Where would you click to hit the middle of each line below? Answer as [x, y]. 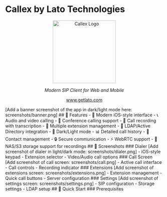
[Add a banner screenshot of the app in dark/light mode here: [69, 109]
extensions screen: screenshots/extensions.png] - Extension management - [83, 173]
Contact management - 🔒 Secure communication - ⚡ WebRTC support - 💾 [81, 139]
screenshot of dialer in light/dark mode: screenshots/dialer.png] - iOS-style [83, 151]
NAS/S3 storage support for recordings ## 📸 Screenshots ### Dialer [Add [82, 146]
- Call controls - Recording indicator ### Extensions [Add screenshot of [79, 167]
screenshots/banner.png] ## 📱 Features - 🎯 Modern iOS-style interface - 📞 [82, 115]
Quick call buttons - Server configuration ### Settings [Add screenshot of [82, 178]
